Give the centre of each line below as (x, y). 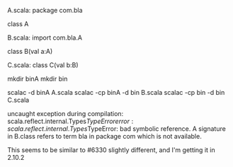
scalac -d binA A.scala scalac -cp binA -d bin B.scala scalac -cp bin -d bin (116, 92)
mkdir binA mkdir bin (38, 79)
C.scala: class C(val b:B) (43, 65)
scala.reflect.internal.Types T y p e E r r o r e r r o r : (70, 121)
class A (18, 24)
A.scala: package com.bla (45, 10)
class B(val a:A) (30, 51)
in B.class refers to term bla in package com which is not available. (104, 136)
